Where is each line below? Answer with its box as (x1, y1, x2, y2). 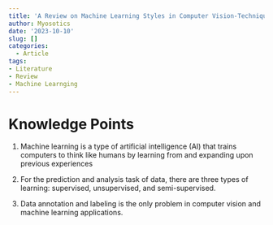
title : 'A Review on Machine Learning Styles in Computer (8, 11, 209, 20)
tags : (8, 58, 27, 66)
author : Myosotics (8, 19, 71, 28)
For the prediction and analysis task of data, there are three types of (19, 175, 249, 184)
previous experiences (19, 159, 93, 169)
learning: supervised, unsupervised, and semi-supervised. (19, 184, 216, 193)
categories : (8, 42, 49, 50)
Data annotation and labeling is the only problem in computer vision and (19, 199, 262, 209)
